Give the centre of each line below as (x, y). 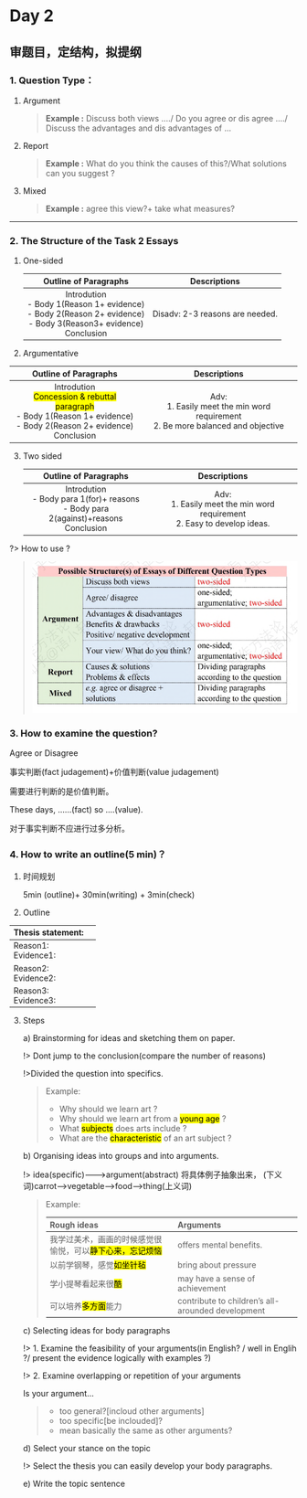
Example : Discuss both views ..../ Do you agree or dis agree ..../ (166, 118)
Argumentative (51, 354)
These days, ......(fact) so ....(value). (76, 810)
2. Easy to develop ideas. (223, 523)
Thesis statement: (48, 932)
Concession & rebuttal (75, 397)
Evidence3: (35, 1000)
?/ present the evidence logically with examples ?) (117, 1358)
